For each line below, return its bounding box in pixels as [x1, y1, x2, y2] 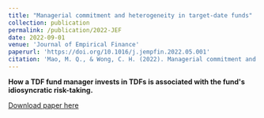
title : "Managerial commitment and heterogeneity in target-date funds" [8, 11, 253, 20]
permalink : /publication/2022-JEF [8, 26, 123, 34]
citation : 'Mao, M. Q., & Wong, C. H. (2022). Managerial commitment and [8, 56, 257, 64]
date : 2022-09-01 [8, 33, 66, 42]
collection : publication [8, 19, 90, 27]
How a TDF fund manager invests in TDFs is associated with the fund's [8, 76, 245, 87]
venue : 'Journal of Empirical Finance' [8, 41, 140, 49]
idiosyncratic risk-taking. [8, 85, 93, 94]
